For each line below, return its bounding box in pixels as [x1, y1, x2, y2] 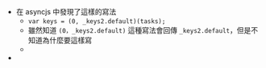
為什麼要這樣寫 [42, 35, 93, 45]
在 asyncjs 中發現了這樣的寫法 [15, 7, 117, 16]
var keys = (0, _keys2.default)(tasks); [27, 18, 166, 26]
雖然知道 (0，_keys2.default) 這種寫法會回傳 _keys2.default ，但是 [27, 26, 251, 34]
